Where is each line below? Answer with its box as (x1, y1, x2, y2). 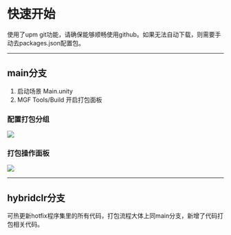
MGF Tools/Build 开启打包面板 (16, 96, 102, 104)
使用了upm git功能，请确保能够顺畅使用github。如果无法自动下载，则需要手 (7, 30, 221, 38)
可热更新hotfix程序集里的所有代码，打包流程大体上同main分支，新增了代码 (7, 212, 218, 220)
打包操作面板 (7, 148, 50, 158)
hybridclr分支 (7, 192, 65, 203)
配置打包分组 (7, 114, 50, 124)
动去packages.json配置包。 (7, 38, 85, 47)
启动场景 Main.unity (16, 87, 74, 95)
